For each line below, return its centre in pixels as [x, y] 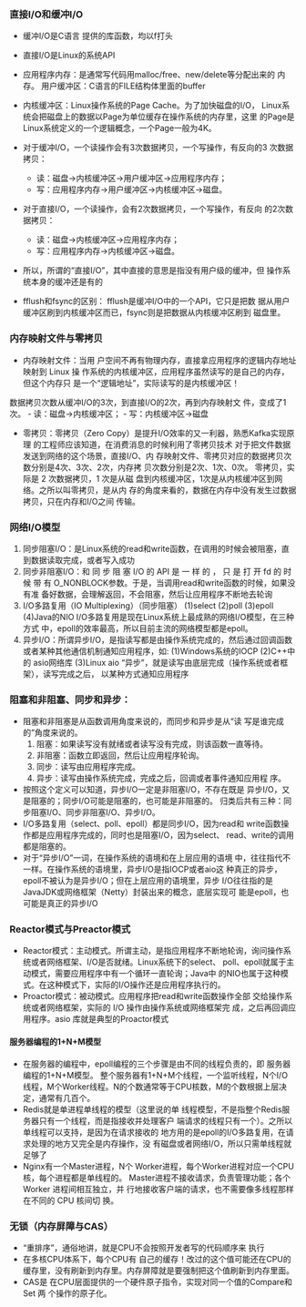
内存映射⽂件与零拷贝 [56, 339]
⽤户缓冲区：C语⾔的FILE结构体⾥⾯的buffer [123, 86]
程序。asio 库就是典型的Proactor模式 [100, 1019]
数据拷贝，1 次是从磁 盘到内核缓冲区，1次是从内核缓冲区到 [165, 478]
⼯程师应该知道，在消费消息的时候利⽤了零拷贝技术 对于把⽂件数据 [166, 444]
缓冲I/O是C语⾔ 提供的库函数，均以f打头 [97, 36]
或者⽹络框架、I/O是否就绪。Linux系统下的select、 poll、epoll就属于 [158, 962]
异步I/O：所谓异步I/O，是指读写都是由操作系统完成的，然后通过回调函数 [158, 639]
